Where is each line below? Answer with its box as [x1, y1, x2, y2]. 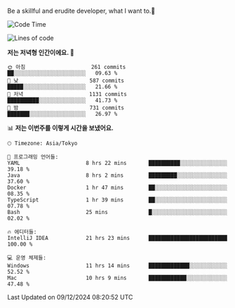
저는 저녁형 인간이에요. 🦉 [7, 48, 75, 56]
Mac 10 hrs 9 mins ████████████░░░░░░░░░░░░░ [7, 274, 228, 281]
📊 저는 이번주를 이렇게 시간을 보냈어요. [7, 123, 114, 132]
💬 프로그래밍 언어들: [7, 154, 59, 161]
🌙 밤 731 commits [7, 105, 125, 112]
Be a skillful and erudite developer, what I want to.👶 [7, 7, 156, 15]
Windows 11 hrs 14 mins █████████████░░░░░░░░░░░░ [7, 262, 228, 269]
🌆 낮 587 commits [7, 77, 125, 84]
